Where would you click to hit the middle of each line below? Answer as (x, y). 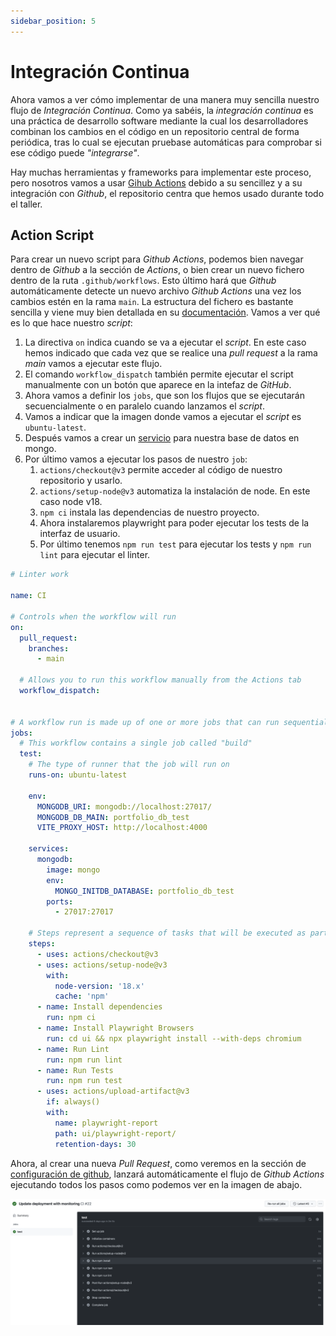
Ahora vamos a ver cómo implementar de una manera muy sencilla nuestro (165, 99)
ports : (60, 901)
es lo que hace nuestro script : (71, 323)
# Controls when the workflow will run (93, 616)
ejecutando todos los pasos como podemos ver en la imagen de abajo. (156, 1184)
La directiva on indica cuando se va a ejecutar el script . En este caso (165, 342)
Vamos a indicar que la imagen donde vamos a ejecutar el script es (163, 417)
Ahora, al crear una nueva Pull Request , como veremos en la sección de (158, 1163)
